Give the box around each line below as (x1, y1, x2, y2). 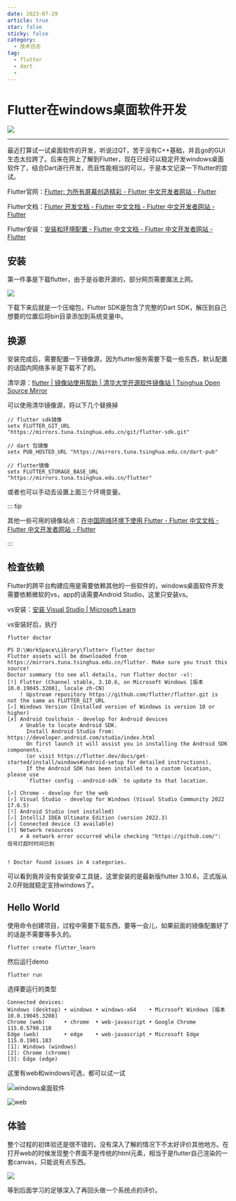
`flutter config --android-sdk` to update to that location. (25, 777, 209, 784)
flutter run (7, 971, 42, 978)
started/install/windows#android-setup (7, 759, 124, 766)
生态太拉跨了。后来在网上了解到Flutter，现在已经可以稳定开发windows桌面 (7, 155, 225, 163)
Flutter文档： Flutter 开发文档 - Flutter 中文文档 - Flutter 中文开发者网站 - (7, 202, 216, 211)
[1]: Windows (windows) (7, 1043, 77, 1050)
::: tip (7, 502, 22, 511)
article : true (7, 17, 49, 24)
